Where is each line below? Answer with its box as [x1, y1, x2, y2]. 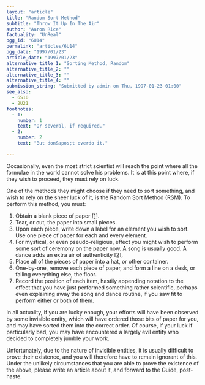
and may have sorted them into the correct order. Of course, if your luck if [6, 321, 193, 329]
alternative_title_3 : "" [6, 72, 70, 78]
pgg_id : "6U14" [6, 37, 45, 44]
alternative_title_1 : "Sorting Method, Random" [6, 60, 130, 66]
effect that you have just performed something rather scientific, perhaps [15, 283, 198, 291]
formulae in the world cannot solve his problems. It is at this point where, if [6, 169, 195, 176]
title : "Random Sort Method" [6, 15, 81, 21]
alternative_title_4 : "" [6, 77, 70, 83]
